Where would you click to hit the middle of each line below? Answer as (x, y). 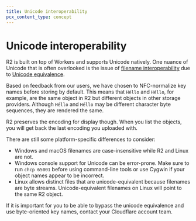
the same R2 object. (39, 194)
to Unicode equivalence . (36, 74)
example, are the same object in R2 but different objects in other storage (93, 98)
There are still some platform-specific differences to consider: (81, 139)
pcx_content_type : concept (39, 17)
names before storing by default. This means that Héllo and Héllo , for (90, 92)
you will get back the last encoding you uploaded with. (72, 128)
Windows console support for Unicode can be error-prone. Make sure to (102, 163)
